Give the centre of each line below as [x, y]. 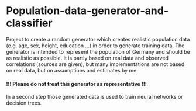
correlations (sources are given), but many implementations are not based [95, 64]
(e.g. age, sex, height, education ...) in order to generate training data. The [95, 46]
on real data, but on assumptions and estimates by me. [72, 70]
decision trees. [24, 103]
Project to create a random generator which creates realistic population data [98, 39]
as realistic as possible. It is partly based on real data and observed [87, 58]
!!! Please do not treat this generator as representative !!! [77, 84]
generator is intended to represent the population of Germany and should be [98, 51]
